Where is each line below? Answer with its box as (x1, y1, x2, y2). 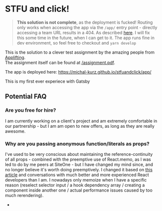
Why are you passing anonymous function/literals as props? (5, 140, 150, 147)
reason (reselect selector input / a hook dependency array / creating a (5, 182, 145, 188)
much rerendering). (5, 192, 44, 198)
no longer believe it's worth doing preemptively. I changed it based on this (5, 166, 153, 172)
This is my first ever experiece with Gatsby (5, 78, 90, 84)
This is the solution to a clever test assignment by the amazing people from (5, 49, 155, 55)
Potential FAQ (5, 92, 47, 101)
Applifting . (5, 54, 26, 60)
